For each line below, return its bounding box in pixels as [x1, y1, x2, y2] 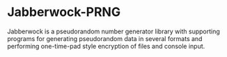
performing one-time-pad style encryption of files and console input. [7, 42, 205, 50]
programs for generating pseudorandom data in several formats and [7, 34, 203, 42]
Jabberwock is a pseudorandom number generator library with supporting [7, 27, 221, 35]
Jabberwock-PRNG [7, 4, 120, 20]
